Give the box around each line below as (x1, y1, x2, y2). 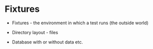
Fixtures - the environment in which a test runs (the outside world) (11, 20, 148, 26)
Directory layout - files (11, 29, 58, 35)
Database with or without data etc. (11, 39, 83, 45)
